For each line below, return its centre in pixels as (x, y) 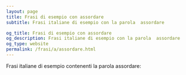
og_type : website (27, 44)
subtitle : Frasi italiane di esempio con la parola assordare (85, 22)
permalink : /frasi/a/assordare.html (51, 50)
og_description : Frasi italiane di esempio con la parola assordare (93, 39)
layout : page (22, 11)
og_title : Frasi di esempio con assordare (59, 33)
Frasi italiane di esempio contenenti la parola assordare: (74, 66)
